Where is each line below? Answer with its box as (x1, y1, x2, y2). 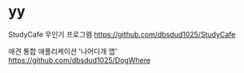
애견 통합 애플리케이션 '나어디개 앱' (8, 46, 118, 56)
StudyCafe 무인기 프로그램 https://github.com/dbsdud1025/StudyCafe (8, 29, 236, 39)
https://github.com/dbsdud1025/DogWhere (8, 55, 150, 65)
